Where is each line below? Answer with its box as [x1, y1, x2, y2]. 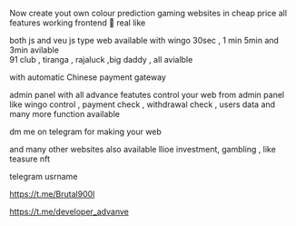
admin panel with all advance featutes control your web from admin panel [9, 90, 284, 100]
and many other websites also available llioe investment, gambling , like [9, 144, 277, 154]
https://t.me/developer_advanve [9, 206, 129, 217]
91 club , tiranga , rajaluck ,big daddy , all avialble [9, 54, 193, 64]
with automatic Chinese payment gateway [9, 72, 166, 83]
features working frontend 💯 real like [9, 17, 146, 28]
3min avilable [9, 44, 59, 55]
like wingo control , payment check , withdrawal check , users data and [9, 99, 275, 110]
